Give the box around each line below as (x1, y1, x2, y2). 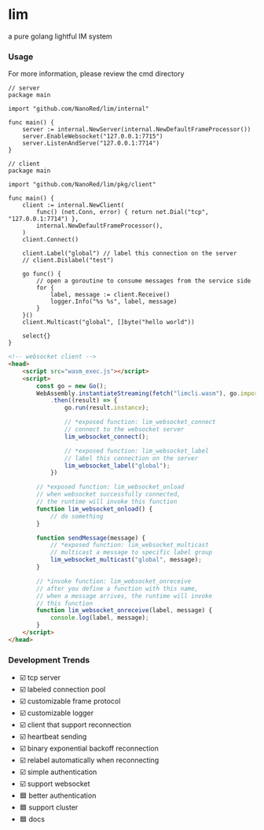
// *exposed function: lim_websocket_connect (64, 419, 216, 426)
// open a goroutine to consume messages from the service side (36, 277, 251, 285)
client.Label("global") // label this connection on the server (22, 249, 237, 257)
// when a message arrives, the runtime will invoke (36, 592, 213, 599)
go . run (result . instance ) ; (64, 404, 149, 412)
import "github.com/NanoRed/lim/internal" (8, 105, 149, 113)
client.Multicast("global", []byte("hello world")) (22, 319, 195, 326)
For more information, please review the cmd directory (8, 69, 185, 79)
